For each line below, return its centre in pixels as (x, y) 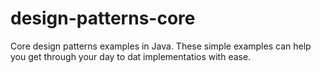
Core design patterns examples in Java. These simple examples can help (161, 46)
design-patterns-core (103, 18)
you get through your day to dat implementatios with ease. (131, 56)
